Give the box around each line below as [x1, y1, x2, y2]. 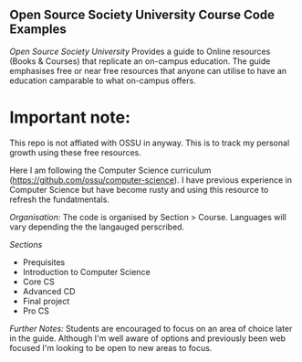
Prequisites [22, 256, 66, 268]
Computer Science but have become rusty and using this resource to [9, 184, 269, 195]
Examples [9, 22, 67, 37]
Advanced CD [22, 285, 76, 296]
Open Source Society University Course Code [9, 7, 276, 23]
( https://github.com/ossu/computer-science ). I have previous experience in [9, 174, 292, 186]
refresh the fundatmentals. [9, 194, 109, 205]
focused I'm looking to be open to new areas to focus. [9, 342, 213, 353]
